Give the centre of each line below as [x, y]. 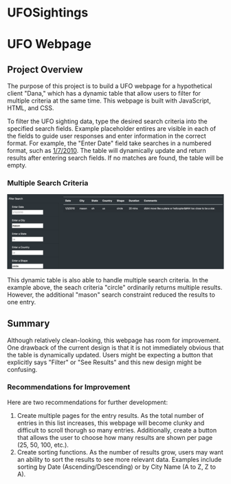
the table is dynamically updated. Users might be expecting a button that [110, 355]
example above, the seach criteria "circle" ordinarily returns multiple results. [115, 287]
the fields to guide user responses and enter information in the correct [107, 136]
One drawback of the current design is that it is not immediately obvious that [115, 347]
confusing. [22, 369]
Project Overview [45, 69]
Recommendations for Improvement [69, 387]
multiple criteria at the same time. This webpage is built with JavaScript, [109, 101]
